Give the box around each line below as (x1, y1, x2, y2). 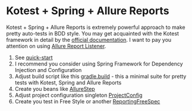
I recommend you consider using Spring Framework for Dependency (14, 60, 183, 67)
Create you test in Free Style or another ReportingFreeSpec (14, 97, 160, 105)
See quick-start (14, 54, 53, 61)
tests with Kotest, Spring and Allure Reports (14, 79, 122, 86)
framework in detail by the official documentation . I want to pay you (6, 36, 172, 43)
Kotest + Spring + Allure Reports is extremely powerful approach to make (6, 24, 185, 31)
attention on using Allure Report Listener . (6, 43, 106, 50)
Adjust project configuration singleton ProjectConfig (14, 92, 143, 99)
